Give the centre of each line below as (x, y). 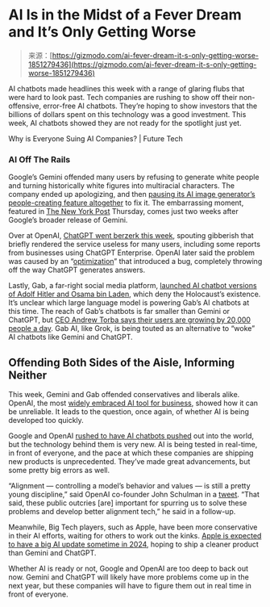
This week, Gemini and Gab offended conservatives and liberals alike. (124, 395)
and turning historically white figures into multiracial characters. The (122, 186)
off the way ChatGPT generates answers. (77, 270)
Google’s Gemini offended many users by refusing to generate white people (134, 177)
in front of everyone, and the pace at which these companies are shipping (131, 453)
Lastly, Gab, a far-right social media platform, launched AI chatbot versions (133, 286)
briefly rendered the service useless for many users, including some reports (134, 245)
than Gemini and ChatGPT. (52, 553)
